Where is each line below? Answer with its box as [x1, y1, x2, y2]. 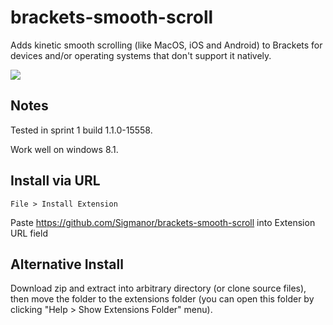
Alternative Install [10, 256, 124, 273]
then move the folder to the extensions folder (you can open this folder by [10, 293, 315, 305]
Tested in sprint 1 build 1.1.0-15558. [10, 124, 153, 136]
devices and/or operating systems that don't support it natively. [10, 49, 272, 61]
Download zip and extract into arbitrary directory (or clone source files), [10, 282, 307, 295]
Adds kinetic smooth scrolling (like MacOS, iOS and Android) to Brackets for [10, 39, 323, 51]
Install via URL [10, 172, 101, 190]
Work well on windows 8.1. [10, 143, 119, 155]
